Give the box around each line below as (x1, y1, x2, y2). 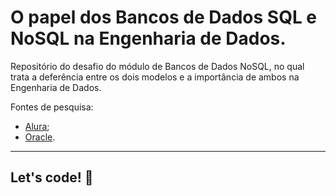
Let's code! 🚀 (10, 169, 94, 186)
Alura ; (24, 120, 50, 132)
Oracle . (24, 131, 56, 143)
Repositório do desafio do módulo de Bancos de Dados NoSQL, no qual (10, 60, 305, 72)
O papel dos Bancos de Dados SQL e (10, 6, 318, 29)
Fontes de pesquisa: (10, 101, 94, 113)
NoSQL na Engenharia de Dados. (10, 27, 287, 50)
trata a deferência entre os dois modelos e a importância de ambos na (10, 71, 300, 83)
